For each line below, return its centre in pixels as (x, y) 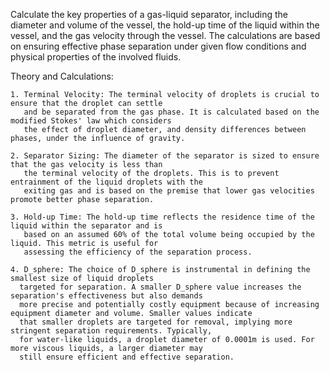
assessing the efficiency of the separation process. (138, 252)
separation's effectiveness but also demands (106, 296)
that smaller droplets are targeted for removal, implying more (156, 322)
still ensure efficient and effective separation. (127, 357)
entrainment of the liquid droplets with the (106, 182)
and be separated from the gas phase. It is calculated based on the (171, 112)
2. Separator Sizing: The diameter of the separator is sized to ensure (165, 156)
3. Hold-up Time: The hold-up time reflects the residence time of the (162, 217)
